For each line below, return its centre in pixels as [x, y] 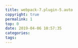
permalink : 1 [19, 19]
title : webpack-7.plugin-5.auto [39, 10]
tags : [11, 38]
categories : [18, 33]
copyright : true [22, 14]
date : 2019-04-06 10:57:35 [33, 28]
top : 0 [12, 24]
